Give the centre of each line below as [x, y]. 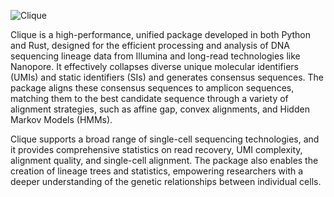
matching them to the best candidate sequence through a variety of [149, 98]
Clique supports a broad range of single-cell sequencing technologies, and [165, 139]
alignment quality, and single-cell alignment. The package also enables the [164, 160]
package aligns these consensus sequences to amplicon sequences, [152, 88]
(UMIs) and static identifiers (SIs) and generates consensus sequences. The [167, 77]
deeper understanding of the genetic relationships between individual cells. [166, 181]
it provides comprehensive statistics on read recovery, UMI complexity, [156, 149]
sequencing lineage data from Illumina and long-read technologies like [155, 56]
